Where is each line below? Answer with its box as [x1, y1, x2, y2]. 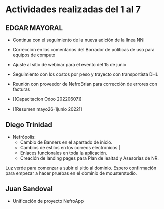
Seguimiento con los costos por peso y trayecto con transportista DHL [12, 71, 158, 77]
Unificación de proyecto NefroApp [12, 198, 84, 204]
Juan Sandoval [5, 185, 53, 193]
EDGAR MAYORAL [5, 24, 63, 32]
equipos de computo [12, 52, 56, 58]
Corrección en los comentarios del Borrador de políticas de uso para [12, 47, 155, 52]
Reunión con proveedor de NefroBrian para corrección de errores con [12, 81, 157, 87]
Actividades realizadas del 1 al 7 [5, 4, 141, 15]
